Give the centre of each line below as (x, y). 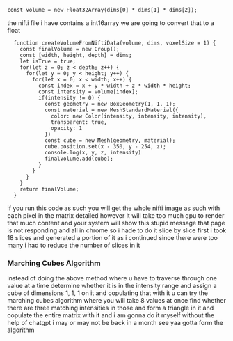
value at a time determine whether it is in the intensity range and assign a (112, 286)
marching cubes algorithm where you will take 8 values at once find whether (116, 301)
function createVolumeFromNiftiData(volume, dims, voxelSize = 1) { (115, 43)
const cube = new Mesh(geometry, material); (110, 141)
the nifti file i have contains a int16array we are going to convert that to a (111, 23)
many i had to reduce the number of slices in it (74, 245)
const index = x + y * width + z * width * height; (114, 86)
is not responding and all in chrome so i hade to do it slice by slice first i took (117, 230)
